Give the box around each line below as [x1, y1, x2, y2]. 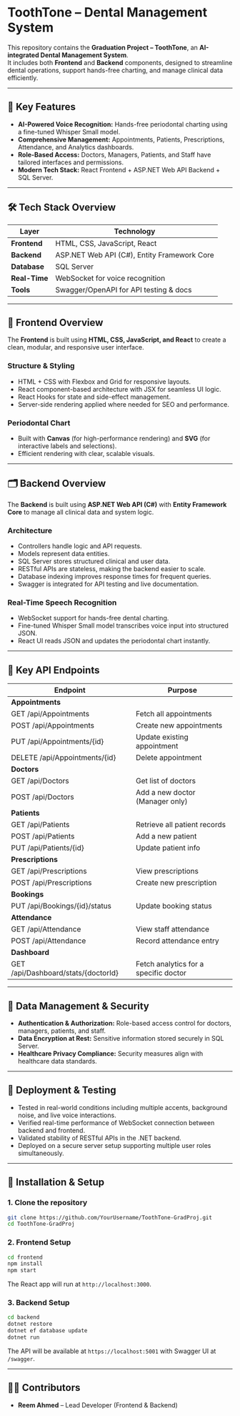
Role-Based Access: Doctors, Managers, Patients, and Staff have [17, 150, 211, 159]
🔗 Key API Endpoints [7, 664, 100, 676]
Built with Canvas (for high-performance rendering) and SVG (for [17, 434, 211, 442]
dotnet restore [7, 1320, 53, 1328]
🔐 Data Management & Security [7, 1000, 150, 1012]
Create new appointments [135, 721, 223, 731]
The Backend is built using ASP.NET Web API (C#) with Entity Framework [7, 500, 227, 508]
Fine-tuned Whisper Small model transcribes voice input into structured [17, 621, 229, 630]
